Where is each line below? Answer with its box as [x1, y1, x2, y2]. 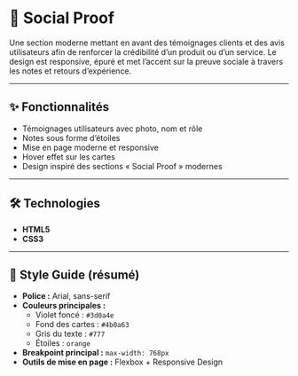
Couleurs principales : [21, 301, 106, 311]
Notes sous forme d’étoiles [21, 132, 121, 143]
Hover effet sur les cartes [21, 151, 115, 162]
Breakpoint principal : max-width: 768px [21, 348, 169, 358]
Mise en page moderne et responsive [21, 142, 160, 153]
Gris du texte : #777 [35, 328, 106, 340]
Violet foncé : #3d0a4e [35, 309, 114, 320]
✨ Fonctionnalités [9, 99, 110, 114]
